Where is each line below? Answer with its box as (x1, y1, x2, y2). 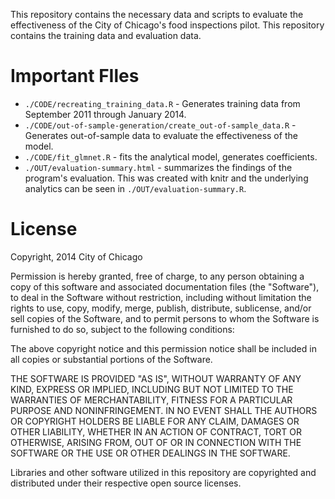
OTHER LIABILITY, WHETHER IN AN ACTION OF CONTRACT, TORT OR (10, 425, 302, 438)
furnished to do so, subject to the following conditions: (10, 323, 235, 335)
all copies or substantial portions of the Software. (10, 353, 213, 365)
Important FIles (10, 65, 140, 88)
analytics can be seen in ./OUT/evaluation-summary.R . (24, 182, 247, 194)
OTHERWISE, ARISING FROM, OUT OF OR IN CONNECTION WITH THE (10, 436, 302, 448)
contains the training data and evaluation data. (10, 30, 202, 41)
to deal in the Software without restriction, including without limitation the (10, 291, 312, 303)
